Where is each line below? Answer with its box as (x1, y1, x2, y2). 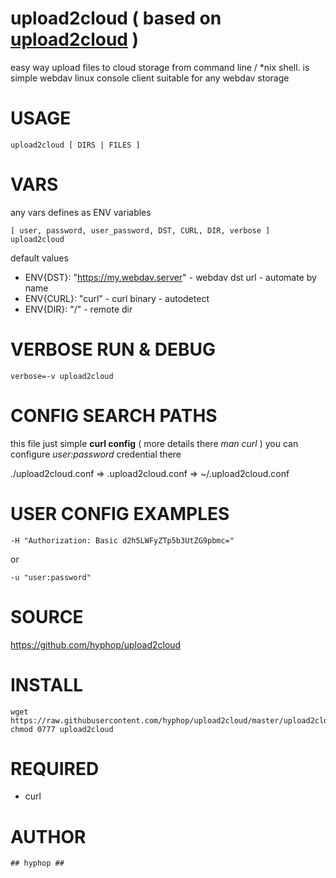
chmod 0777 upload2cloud (10, 724, 114, 734)
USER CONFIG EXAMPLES (10, 502, 230, 525)
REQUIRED (10, 757, 100, 780)
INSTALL (10, 673, 84, 696)
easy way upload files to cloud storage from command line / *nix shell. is (10, 61, 310, 73)
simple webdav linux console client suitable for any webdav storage (10, 72, 290, 84)
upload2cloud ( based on (10, 7, 222, 30)
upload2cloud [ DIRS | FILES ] (10, 140, 141, 150)
